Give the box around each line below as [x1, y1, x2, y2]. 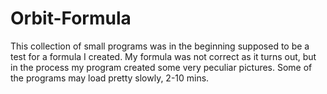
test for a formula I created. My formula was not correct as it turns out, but [10, 50, 317, 62]
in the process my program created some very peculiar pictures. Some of [10, 61, 313, 73]
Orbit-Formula [10, 7, 132, 30]
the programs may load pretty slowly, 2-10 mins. [10, 72, 210, 84]
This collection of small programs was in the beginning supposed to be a [10, 40, 310, 52]
